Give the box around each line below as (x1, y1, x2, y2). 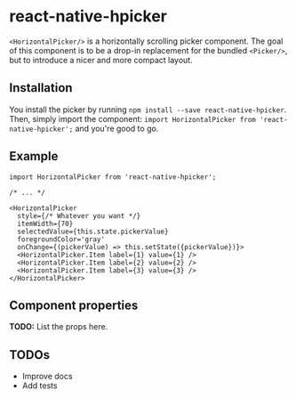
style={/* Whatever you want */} (17, 211, 141, 220)
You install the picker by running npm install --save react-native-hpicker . (9, 104, 287, 115)
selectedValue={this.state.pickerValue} (17, 227, 169, 236)
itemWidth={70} (17, 219, 74, 228)
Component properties (9, 297, 139, 313)
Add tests (21, 380, 58, 391)
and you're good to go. (75, 123, 159, 134)
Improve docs (21, 371, 73, 382)
